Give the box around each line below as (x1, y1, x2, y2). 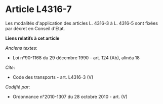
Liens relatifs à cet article (5, 35, 60, 41)
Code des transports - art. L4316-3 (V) (12, 74, 94, 80)
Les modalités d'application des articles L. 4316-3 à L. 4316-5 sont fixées (5, 20, 158, 26)
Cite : (5, 64, 15, 70)
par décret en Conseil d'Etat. (5, 25, 65, 31)
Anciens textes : (5, 45, 38, 51)
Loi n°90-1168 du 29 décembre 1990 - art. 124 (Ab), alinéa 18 (12, 54, 140, 61)
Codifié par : (5, 84, 30, 90)
